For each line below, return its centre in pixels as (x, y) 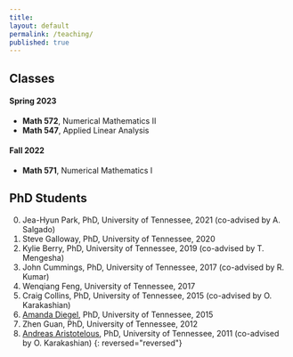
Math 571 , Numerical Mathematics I (87, 171)
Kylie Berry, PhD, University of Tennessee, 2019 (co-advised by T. (143, 248)
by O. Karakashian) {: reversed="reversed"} (102, 343)
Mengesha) (43, 257)
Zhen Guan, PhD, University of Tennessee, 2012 (110, 324)
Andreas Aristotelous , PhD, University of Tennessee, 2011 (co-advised (151, 333)
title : (21, 17)
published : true (39, 42)
